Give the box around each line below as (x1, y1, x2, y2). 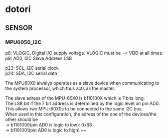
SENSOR (5, 24, 33, 32)
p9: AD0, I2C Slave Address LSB (5, 55, 72, 61)
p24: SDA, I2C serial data (5, 70, 58, 76)
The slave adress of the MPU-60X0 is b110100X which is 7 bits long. (5, 95, 145, 101)
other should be (5, 116, 38, 122)
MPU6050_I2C (5, 39, 42, 46)
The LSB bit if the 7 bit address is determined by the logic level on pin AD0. (5, 100, 160, 106)
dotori (5, 4, 31, 15)
